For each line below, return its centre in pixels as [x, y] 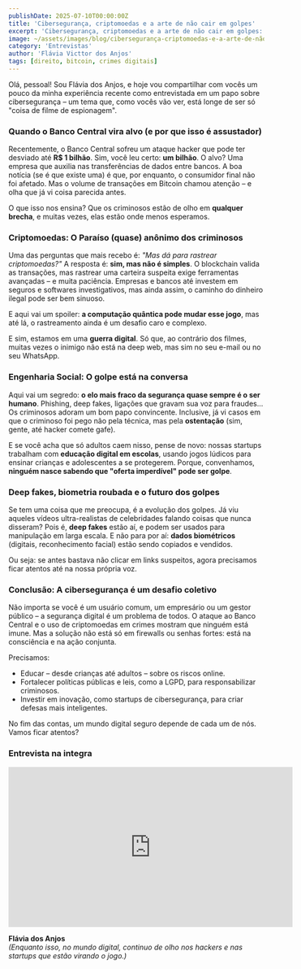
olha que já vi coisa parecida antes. [67, 193]
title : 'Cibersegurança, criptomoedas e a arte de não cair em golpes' [132, 24]
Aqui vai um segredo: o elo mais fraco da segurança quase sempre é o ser [135, 394]
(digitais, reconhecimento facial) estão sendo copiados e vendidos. [120, 545]
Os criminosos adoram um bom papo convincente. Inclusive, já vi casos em [135, 412]
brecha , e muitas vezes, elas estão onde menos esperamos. [109, 217]
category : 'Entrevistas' [50, 46]
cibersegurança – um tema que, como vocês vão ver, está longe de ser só [132, 102]
